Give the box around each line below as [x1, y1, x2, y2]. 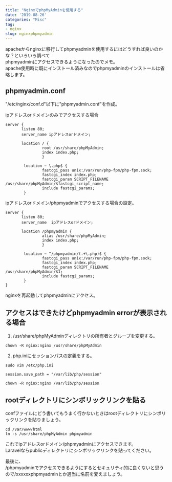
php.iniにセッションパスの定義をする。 [12, 353, 95, 359]
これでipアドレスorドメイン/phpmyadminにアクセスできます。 [5, 441, 136, 447]
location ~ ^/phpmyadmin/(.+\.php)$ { [24, 251, 106, 256]
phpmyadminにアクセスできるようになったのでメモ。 [5, 59, 118, 64]
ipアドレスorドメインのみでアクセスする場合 [5, 112, 99, 118]
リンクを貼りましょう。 [14, 417, 64, 423]
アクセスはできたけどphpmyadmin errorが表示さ [5, 309, 160, 317]
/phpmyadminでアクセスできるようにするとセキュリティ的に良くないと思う [5, 465, 164, 471]
